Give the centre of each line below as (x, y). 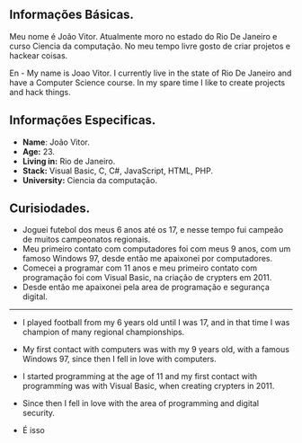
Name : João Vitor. (56, 142)
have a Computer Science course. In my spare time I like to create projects (147, 82)
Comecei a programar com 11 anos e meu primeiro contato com (140, 268)
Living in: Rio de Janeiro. (69, 161)
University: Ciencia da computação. (89, 180)
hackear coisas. (39, 55)
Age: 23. (39, 151)
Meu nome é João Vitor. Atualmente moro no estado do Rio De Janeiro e (143, 36)
